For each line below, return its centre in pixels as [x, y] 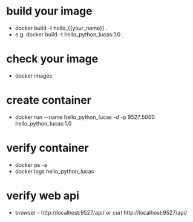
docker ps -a [31, 164]
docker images [34, 76]
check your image [52, 59]
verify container [47, 148]
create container [49, 100]
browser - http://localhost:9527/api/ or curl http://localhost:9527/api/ [101, 212]
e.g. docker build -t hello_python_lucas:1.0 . [69, 34]
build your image [49, 11]
